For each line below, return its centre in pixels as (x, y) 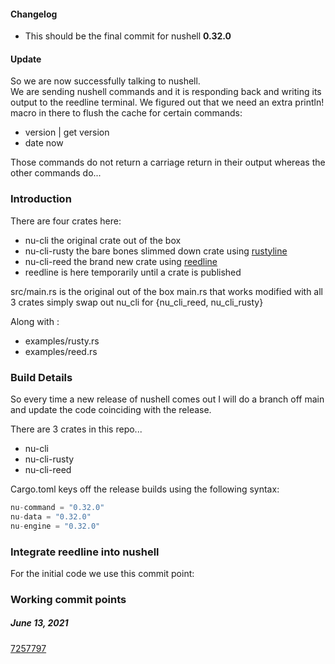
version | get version (67, 132)
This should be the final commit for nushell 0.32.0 (128, 36)
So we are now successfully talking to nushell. (105, 81)
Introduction (41, 199)
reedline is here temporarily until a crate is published (133, 272)
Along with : (35, 321)
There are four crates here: (66, 221)
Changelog (34, 14)
